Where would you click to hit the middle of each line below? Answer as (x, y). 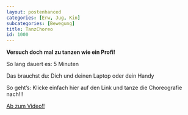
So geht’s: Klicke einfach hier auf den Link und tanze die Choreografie (94, 88)
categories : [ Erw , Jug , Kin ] (43, 18)
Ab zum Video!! (26, 106)
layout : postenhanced (34, 12)
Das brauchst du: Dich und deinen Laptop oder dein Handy (80, 76)
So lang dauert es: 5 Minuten (43, 64)
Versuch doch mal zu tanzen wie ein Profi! (61, 52)
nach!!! (15, 94)
